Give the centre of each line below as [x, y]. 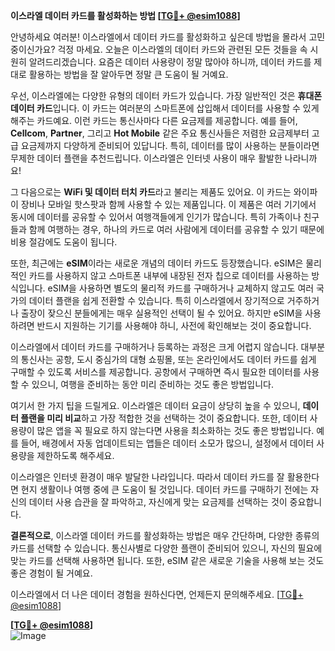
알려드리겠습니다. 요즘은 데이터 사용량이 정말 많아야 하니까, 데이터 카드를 [170, 62]
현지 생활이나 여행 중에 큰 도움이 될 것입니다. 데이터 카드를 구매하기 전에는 [164, 489]
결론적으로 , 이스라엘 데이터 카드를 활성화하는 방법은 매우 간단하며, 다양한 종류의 [165, 535]
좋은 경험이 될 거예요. [51, 573]
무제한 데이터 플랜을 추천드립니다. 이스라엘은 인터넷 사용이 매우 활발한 [146, 158]
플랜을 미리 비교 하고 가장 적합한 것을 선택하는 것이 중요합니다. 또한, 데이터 [164, 418]
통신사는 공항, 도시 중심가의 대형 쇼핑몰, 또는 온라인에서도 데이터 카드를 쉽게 [168, 359]
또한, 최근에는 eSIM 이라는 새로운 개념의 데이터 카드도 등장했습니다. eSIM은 [157, 263]
